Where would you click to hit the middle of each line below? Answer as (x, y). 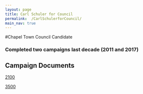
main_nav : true (20, 23)
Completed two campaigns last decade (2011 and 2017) (72, 50)
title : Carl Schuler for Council (39, 14)
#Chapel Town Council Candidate (39, 37)
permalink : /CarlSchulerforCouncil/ (43, 19)
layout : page (18, 9)
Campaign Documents (40, 66)
